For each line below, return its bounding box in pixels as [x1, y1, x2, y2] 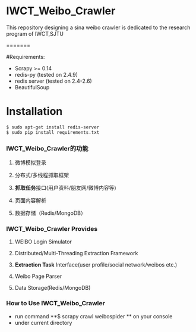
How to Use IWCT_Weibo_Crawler [6, 299, 105, 308]
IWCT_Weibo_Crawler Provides [6, 225, 98, 233]
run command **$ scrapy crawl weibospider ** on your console [14, 312, 173, 320]
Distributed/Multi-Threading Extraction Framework [14, 250, 138, 257]
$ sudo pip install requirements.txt [6, 129, 100, 135]
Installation [6, 105, 63, 118]
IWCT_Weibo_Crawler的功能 [6, 144, 88, 152]
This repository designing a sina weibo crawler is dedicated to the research [6, 24, 191, 31]
